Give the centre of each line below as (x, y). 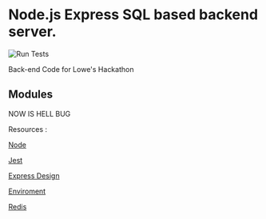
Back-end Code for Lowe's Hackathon (71, 69)
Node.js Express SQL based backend (133, 15)
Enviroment (27, 191)
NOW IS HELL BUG (40, 113)
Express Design (34, 175)
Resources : (28, 129)
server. (33, 32)
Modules (31, 95)
